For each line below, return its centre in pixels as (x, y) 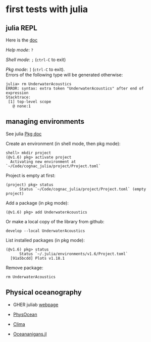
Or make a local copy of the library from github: (55, 221)
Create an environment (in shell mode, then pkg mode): (63, 143)
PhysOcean (25, 314)
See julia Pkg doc (24, 134)
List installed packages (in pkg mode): (45, 240)
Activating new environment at (43, 162)
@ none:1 (21, 106)
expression (17, 93)
